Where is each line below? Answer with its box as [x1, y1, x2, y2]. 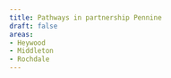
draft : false [9, 22, 58, 30]
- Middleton [9, 47, 54, 56]
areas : [9, 30, 34, 39]
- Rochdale [9, 55, 50, 64]
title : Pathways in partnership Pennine [9, 13, 163, 22]
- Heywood [9, 38, 47, 48]
